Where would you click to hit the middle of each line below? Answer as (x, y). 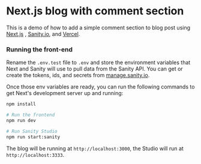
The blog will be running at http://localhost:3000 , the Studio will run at (95, 148)
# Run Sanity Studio (32, 131)
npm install (21, 104)
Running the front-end (40, 49)
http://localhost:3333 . (35, 154)
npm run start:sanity (33, 137)
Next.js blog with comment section (95, 11)
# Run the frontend (31, 115)
